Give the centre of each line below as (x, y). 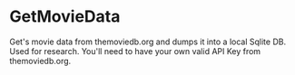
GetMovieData (65, 17)
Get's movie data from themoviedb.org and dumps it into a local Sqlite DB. (148, 42)
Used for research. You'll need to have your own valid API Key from (135, 51)
